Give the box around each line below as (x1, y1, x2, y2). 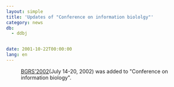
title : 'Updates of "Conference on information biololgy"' (6, 14, 154, 20)
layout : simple (6, 8, 43, 15)
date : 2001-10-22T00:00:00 (6, 46, 72, 52)
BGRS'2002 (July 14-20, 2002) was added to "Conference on (21, 68, 169, 75)
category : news (6, 19, 43, 25)
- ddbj (11, 31, 28, 36)
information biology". (21, 74, 72, 81)
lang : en (6, 52, 28, 58)
